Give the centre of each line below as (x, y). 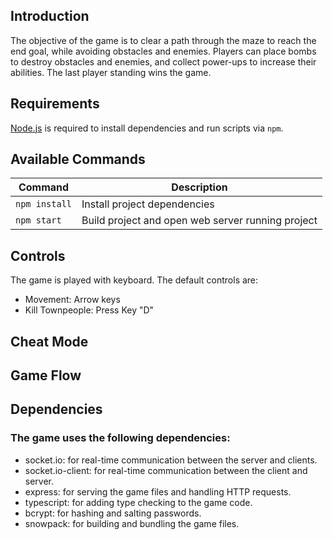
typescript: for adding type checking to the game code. (138, 502)
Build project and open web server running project (199, 221)
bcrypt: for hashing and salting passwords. (113, 513)
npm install (44, 204)
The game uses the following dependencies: (120, 438)
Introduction (50, 16)
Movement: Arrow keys (72, 300)
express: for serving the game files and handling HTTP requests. (158, 491)
